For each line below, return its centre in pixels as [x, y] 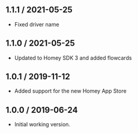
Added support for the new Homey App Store [70, 91]
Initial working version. [42, 124]
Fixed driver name [37, 24]
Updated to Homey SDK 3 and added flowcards [73, 58]
